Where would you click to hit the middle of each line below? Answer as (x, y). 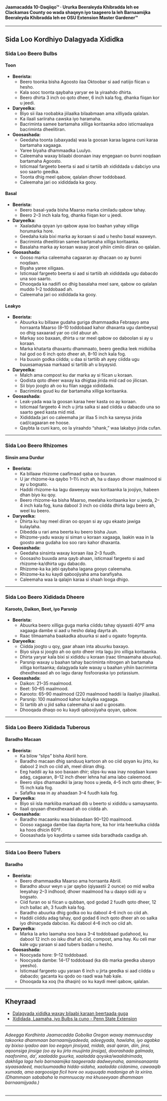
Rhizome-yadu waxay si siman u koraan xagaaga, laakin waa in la (87, 537)
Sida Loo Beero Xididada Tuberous (48, 728)
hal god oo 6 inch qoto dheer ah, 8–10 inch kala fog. (73, 354)
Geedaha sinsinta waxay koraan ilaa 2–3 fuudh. (68, 553)
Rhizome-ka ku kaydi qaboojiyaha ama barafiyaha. (71, 574)
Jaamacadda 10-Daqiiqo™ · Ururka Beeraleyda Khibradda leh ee (72, 7)
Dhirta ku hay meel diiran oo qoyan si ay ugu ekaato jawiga (80, 521)
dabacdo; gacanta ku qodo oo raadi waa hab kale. (71, 976)
